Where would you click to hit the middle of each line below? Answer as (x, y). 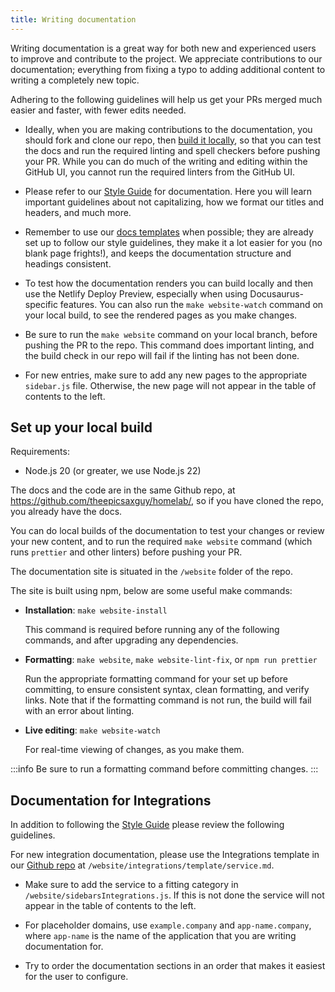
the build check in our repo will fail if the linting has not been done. (162, 355)
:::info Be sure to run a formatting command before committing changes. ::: (164, 769)
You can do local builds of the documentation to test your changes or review (167, 531)
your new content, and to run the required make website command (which (161, 542)
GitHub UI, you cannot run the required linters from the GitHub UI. (159, 172)
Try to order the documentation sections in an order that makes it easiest (175, 966)
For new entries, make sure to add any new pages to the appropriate (166, 375)
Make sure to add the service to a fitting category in (131, 885)
